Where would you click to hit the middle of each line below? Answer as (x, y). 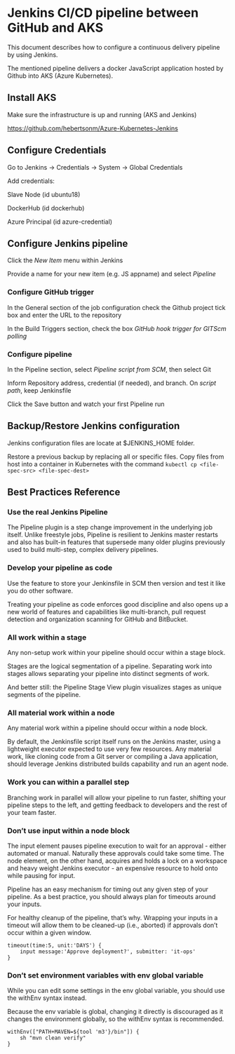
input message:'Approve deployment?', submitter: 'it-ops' (108, 952)
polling (17, 336)
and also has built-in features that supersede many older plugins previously (116, 542)
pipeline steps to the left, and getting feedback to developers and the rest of (117, 805)
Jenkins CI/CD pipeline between (103, 13)
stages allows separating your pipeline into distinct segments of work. (108, 674)
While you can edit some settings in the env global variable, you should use (116, 991)
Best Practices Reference (64, 492)
